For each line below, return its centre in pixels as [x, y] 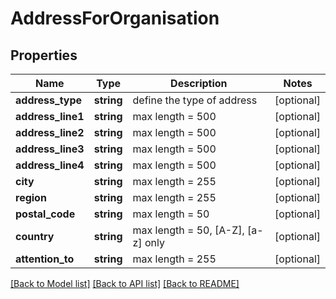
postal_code [45, 214]
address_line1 [50, 116]
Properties [44, 55]
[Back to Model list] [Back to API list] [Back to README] [125, 283]
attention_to [45, 259]
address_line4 [50, 165]
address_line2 [50, 132]
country [35, 236]
